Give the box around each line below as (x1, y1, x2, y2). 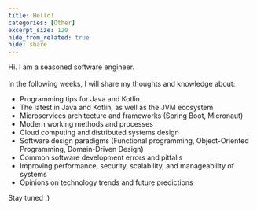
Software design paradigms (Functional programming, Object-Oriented (19, 136, 249, 146)
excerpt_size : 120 (8, 26, 68, 34)
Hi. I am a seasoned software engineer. (8, 62, 135, 72)
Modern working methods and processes (19, 120, 153, 129)
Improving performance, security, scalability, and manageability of (19, 161, 234, 171)
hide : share (8, 41, 47, 49)
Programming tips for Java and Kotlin (19, 94, 140, 104)
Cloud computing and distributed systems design (19, 127, 179, 138)
